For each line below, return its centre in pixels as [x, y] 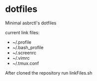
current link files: [22, 32]
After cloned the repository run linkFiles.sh [49, 73]
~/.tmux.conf [26, 63]
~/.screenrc [24, 53]
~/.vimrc [21, 58]
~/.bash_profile [28, 47]
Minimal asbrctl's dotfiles [31, 23]
